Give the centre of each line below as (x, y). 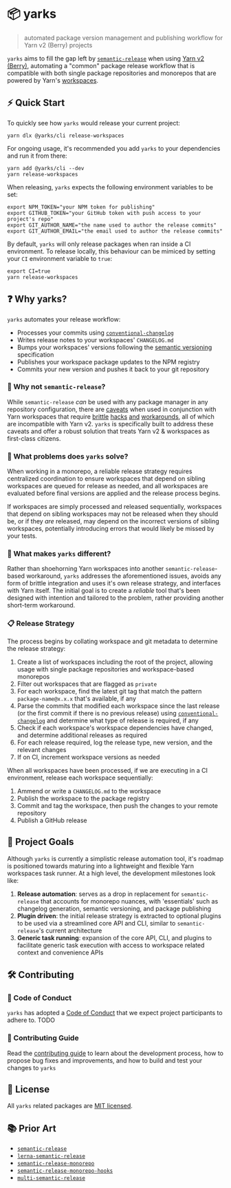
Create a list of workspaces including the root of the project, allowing (115, 662)
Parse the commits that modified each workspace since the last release (118, 706)
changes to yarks (32, 1067)
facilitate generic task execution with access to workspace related (111, 945)
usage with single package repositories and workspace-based (106, 669)
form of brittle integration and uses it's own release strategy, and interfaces (114, 583)
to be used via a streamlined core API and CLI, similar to (96, 923)
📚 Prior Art (32, 1128)
